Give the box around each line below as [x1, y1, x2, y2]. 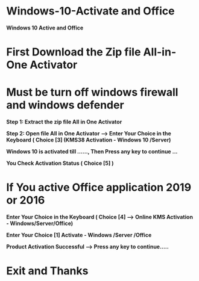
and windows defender [6, 98, 125, 112]
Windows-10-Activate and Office [6, 4, 175, 18]
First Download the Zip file [6, 45, 141, 59]
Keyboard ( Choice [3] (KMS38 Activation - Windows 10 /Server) [6, 137, 171, 144]
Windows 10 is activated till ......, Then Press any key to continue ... [6, 148, 178, 155]
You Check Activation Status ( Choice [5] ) [6, 159, 114, 167]
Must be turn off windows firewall [6, 85, 178, 99]
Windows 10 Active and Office [6, 24, 84, 31]
